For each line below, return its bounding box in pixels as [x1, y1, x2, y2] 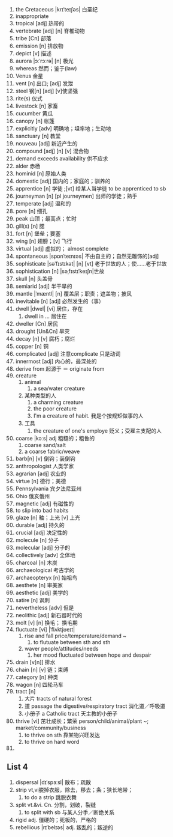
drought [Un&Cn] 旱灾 [15, 327, 70, 335]
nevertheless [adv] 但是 [15, 604, 74, 611]
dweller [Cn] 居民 [15, 320, 59, 327]
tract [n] [15, 688, 36, 695]
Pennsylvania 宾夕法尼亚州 [15, 485, 82, 492]
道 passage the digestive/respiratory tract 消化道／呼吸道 [24, 702, 166, 710]
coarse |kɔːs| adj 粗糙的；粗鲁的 [15, 435, 95, 442]
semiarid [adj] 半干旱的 [15, 282, 72, 290]
